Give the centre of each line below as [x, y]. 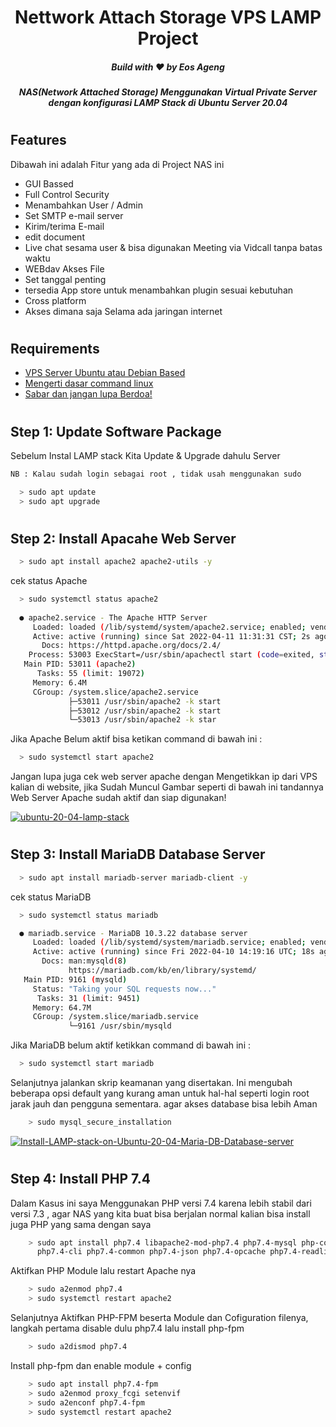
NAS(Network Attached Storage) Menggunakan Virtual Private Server [168, 92]
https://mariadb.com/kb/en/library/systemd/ [162, 971]
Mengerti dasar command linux [89, 383]
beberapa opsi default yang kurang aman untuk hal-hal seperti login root [160, 1093]
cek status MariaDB [51, 897]
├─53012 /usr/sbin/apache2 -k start [145, 711]
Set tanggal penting [65, 279]
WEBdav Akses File [64, 268]
